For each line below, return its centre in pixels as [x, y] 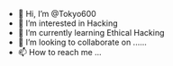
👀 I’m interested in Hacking [68, 23]
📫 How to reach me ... [59, 52]
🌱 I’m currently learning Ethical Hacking [91, 33]
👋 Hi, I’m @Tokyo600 [57, 14]
